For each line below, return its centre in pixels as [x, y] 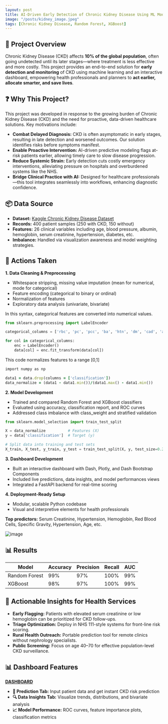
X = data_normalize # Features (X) [52, 431]
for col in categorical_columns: [40, 341]
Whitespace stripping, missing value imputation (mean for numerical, [83, 283]
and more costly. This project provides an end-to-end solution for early [79, 67]
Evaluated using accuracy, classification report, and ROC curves [78, 407]
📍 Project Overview [36, 44]
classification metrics [34, 717]
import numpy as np [25, 369]
